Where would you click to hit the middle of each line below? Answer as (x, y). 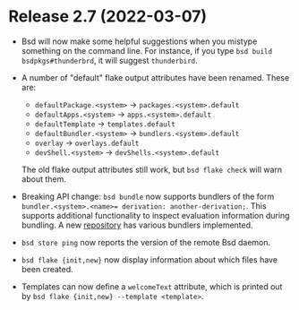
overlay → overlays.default (87, 142)
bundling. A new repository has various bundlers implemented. (137, 225)
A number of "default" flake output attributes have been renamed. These (155, 77)
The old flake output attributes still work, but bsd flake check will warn (152, 169)
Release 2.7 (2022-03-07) (108, 17)
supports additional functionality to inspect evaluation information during (155, 215)
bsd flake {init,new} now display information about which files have (149, 259)
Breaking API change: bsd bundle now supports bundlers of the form (148, 196)
